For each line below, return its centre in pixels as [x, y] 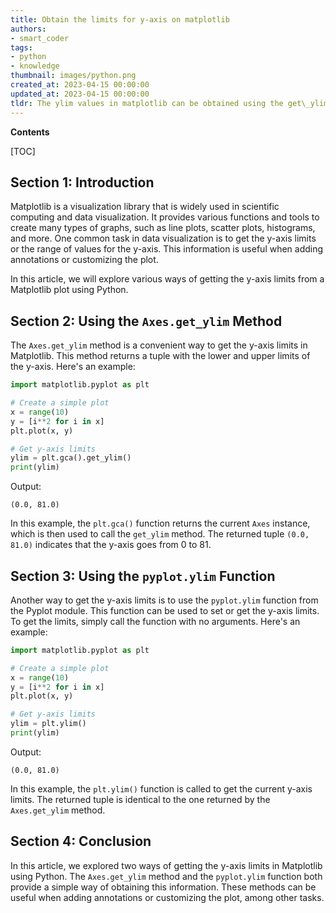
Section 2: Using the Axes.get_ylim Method [146, 321]
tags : [21, 47]
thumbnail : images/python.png [73, 76]
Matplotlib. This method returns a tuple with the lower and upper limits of [160, 356]
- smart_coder [40, 38]
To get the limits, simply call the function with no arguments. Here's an [155, 621]
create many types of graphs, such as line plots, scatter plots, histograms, [163, 228]
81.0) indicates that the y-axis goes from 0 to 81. [111, 545]
